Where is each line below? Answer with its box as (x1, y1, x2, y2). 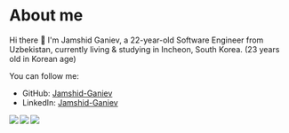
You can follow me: (9, 70, 80, 81)
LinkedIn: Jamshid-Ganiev (21, 97, 118, 107)
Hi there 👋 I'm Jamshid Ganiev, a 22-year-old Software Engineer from (9, 35, 264, 45)
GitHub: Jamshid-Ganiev (21, 88, 113, 98)
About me (9, 5, 84, 26)
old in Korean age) (9, 53, 77, 64)
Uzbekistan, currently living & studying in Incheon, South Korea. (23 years (9, 43, 280, 54)
